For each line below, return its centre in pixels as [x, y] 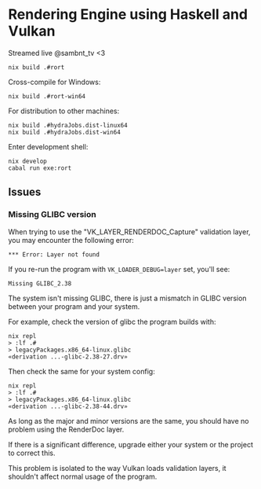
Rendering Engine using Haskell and [128, 15]
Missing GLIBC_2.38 [40, 283]
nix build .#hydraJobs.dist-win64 [65, 132]
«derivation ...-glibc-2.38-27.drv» [68, 357]
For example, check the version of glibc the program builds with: [112, 322]
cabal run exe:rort [40, 168]
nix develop [27, 161]
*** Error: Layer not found [54, 254]
